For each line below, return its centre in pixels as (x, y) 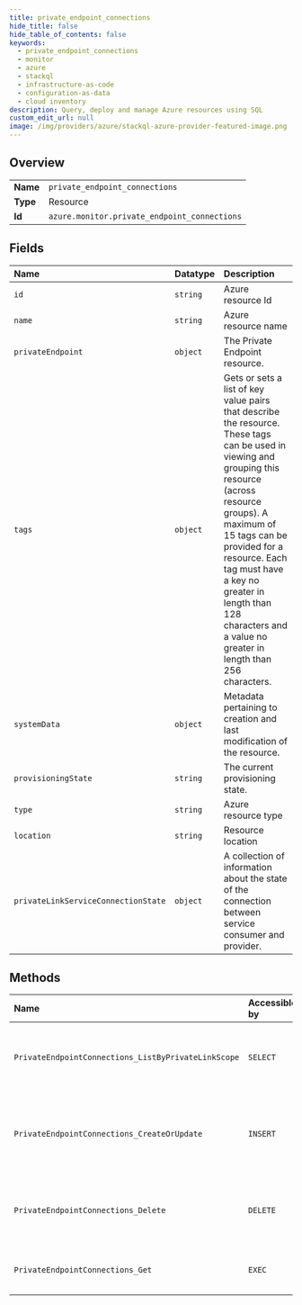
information (248, 867)
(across (240, 490)
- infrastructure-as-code (66, 85)
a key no (241, 580)
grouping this (252, 467)
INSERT (262, 1134)
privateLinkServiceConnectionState (90, 900)
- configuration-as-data (64, 93)
